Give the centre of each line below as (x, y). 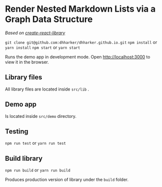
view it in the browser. (27, 62)
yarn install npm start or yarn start (43, 47)
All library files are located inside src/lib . (47, 89)
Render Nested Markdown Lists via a (81, 9)
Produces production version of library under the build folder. (67, 180)
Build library (24, 159)
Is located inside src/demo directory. (41, 116)
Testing (17, 131)
